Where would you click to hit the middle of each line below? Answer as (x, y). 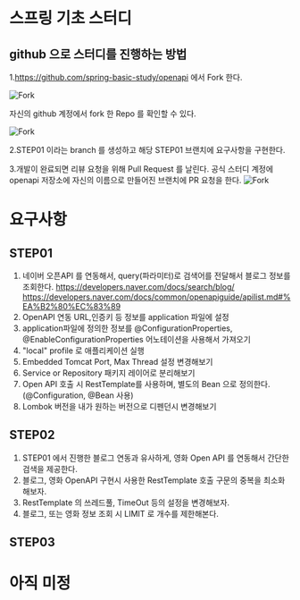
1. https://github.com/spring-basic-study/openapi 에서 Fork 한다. (126, 77)
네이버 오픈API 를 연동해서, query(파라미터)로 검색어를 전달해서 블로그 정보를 (156, 275)
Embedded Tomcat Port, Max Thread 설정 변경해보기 (117, 362)
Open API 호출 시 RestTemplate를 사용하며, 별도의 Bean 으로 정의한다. (146, 384)
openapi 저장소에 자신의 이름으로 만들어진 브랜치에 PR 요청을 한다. (125, 180)
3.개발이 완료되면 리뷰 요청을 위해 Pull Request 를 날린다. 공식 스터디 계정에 (142, 169)
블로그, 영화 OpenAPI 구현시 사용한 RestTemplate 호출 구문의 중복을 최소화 (154, 480)
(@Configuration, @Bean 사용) (78, 395)
